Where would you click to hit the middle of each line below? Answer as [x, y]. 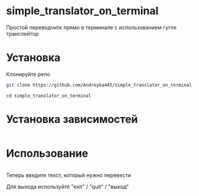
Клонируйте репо [28, 74]
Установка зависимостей [72, 119]
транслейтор [23, 33]
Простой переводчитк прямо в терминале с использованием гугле [92, 27]
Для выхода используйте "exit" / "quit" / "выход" [68, 186]
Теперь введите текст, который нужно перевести [69, 175]
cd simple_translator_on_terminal [49, 96]
